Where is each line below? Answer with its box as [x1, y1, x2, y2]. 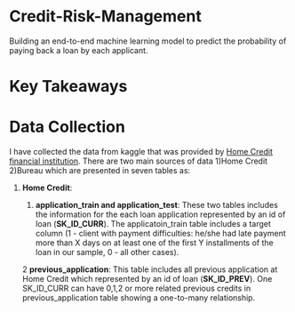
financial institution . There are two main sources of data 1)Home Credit [9, 156, 268, 166]
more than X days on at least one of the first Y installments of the [35, 237, 274, 248]
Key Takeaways [9, 76, 128, 97]
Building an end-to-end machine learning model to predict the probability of [9, 36, 287, 46]
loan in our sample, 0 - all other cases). [35, 247, 179, 258]
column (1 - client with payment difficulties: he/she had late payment [35, 228, 286, 239]
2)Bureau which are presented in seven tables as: [9, 165, 191, 176]
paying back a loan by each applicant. [9, 44, 148, 55]
